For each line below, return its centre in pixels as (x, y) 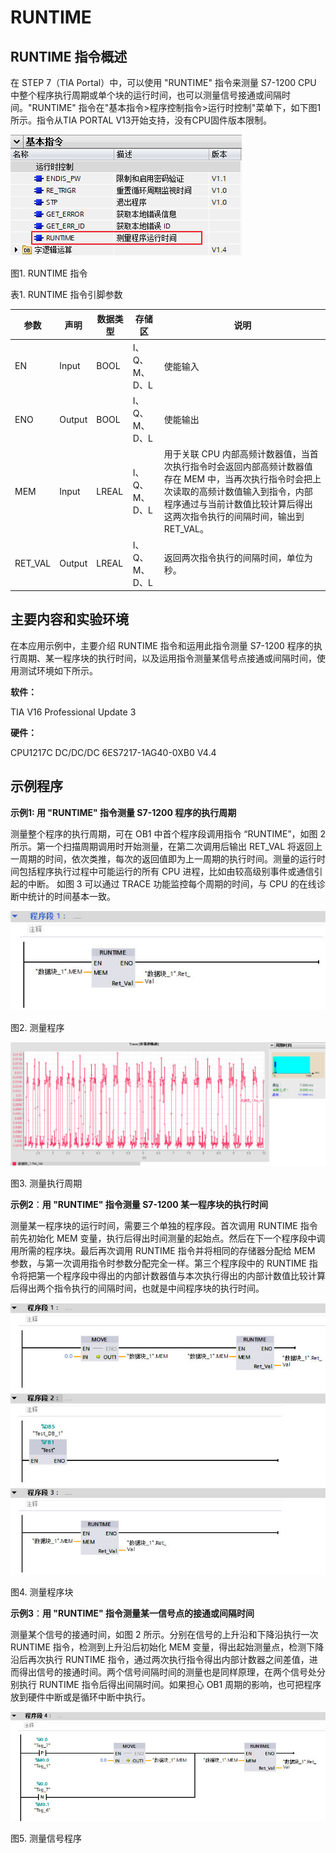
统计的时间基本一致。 (71, 896)
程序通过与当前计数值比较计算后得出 (238, 504)
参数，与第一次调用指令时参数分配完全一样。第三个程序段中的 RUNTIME (158, 1263)
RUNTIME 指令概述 (69, 56)
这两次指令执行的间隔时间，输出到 (234, 517)
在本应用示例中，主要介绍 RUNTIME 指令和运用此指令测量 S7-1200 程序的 (162, 645)
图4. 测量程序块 (42, 1592)
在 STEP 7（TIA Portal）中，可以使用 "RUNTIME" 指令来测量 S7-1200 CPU (163, 82)
